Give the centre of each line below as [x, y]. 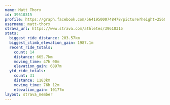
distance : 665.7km [33, 57]
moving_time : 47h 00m [37, 62]
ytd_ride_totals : [28, 71]
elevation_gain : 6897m [38, 66]
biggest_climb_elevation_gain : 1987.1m [52, 43]
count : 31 [24, 76]
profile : [14, 19]
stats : [12, 33]
